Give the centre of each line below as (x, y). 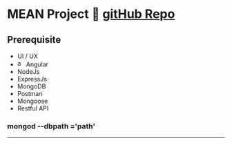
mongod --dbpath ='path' (51, 126)
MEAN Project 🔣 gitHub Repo (91, 14)
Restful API (33, 108)
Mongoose (32, 101)
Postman (30, 94)
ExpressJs (32, 79)
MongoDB (31, 86)
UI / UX (27, 56)
